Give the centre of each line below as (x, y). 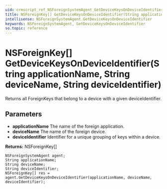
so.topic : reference (27, 28)
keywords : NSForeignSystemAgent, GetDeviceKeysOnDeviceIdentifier (75, 24)
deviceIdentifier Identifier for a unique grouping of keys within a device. (86, 137)
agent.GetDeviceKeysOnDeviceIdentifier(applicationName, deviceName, (79, 178)
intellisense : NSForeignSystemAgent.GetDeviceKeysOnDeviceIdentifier (79, 19)
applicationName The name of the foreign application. (68, 126)
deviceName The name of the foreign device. (59, 131)
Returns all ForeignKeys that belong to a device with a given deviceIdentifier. (83, 99)
